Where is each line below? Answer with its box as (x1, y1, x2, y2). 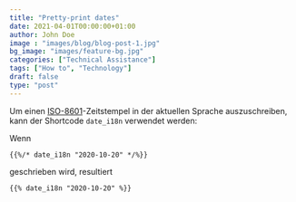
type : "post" (9, 81, 59, 90)
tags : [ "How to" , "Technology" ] (9, 64, 132, 73)
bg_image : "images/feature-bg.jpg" (9, 47, 144, 56)
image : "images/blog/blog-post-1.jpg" (9, 38, 161, 48)
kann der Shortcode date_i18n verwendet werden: (9, 115, 198, 126)
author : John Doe (9, 30, 75, 39)
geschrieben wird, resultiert (9, 166, 113, 177)
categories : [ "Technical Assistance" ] (9, 55, 156, 64)
